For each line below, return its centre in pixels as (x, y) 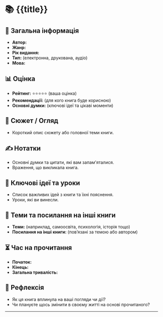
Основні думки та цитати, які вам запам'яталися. (63, 162)
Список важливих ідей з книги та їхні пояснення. (63, 194)
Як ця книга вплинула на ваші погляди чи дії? (59, 299)
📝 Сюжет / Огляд (32, 121)
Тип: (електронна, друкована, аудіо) (50, 58)
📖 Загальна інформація (42, 30)
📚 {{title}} (26, 9)
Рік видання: (26, 53)
